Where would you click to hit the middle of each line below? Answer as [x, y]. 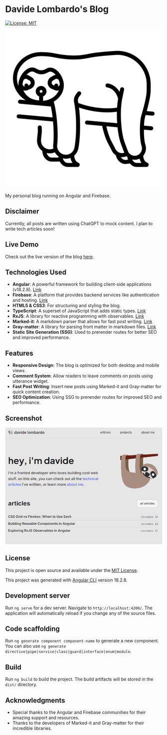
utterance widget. [30, 381]
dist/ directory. [21, 684]
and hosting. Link [30, 300]
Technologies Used [36, 272]
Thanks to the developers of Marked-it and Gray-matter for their [78, 723]
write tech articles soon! [30, 229]
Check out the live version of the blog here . [50, 257]
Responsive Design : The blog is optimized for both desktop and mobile [86, 365]
